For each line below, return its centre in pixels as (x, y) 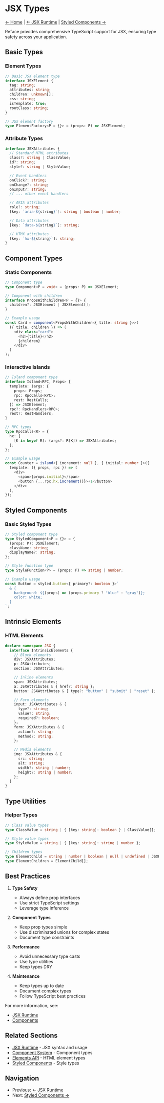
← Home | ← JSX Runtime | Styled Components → (56, 22)
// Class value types (27, 825)
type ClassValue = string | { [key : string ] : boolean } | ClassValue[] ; (81, 830)
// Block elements (32, 655)
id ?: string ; (23, 162)
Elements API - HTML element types (49, 1058)
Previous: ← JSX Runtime (38, 1090)
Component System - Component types (52, 1053)
